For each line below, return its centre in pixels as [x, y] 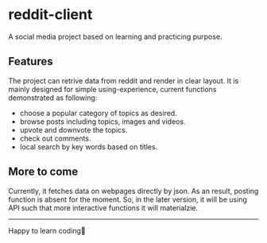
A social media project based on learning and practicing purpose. [115, 37]
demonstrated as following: [53, 98]
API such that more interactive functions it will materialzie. [103, 207]
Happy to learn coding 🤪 [47, 230]
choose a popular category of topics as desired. [98, 113]
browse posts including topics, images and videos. [103, 121]
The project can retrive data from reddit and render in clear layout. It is [124, 80]
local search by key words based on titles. [89, 147]
